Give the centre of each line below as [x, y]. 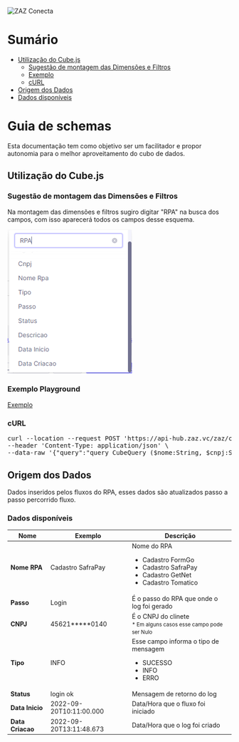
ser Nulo [142, 632]
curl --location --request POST [64, 439]
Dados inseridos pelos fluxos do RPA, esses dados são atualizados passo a [118, 492]
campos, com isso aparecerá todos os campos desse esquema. [101, 219]
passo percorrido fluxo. [42, 500]
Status [20, 694]
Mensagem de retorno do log [174, 694]
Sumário [33, 40]
